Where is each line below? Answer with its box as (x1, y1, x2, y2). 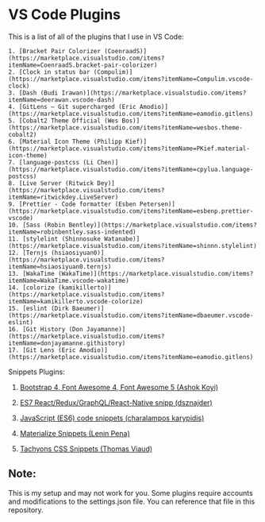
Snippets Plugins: (8, 367, 66, 377)
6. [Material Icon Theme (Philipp (8, 137, 123, 145)
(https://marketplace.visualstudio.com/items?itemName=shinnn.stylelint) (8, 242, 258, 249)
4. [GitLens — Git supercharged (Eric (8, 102, 136, 110)
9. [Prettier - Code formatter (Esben (8, 200, 136, 208)
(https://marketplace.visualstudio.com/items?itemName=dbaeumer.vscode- (8, 311, 254, 319)
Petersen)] (139, 200, 176, 208)
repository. (8, 505, 44, 514)
